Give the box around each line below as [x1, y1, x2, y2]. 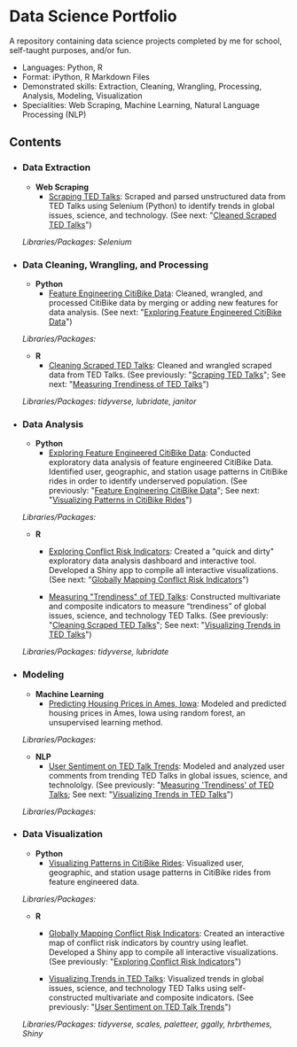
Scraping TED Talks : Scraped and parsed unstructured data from [48, 190, 286, 201]
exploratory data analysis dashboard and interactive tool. [48, 555, 257, 566]
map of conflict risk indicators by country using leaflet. [48, 937, 249, 948]
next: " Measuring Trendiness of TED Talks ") [48, 378, 210, 389]
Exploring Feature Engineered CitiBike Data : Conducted [48, 447, 251, 458]
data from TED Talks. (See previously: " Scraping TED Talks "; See [48, 369, 286, 380]
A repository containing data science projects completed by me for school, [9, 35, 282, 46]
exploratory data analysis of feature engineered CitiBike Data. [48, 457, 274, 468]
